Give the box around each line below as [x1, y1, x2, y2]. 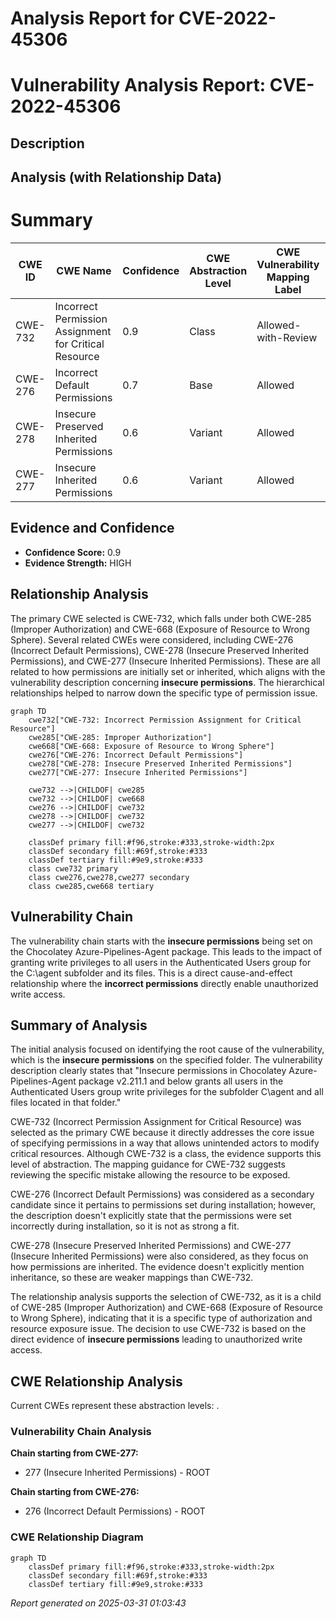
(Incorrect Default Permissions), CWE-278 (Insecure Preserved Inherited [10, 644, 309, 656]
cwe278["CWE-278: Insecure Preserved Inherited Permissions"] [28, 758, 293, 769]
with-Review [256, 331, 318, 345]
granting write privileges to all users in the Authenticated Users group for [10, 956, 312, 968]
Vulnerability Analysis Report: [10, 74, 267, 97]
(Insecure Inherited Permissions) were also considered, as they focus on [10, 1250, 309, 1262]
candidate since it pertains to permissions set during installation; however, [10, 1199, 317, 1211]
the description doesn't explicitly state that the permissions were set [10, 1210, 292, 1222]
